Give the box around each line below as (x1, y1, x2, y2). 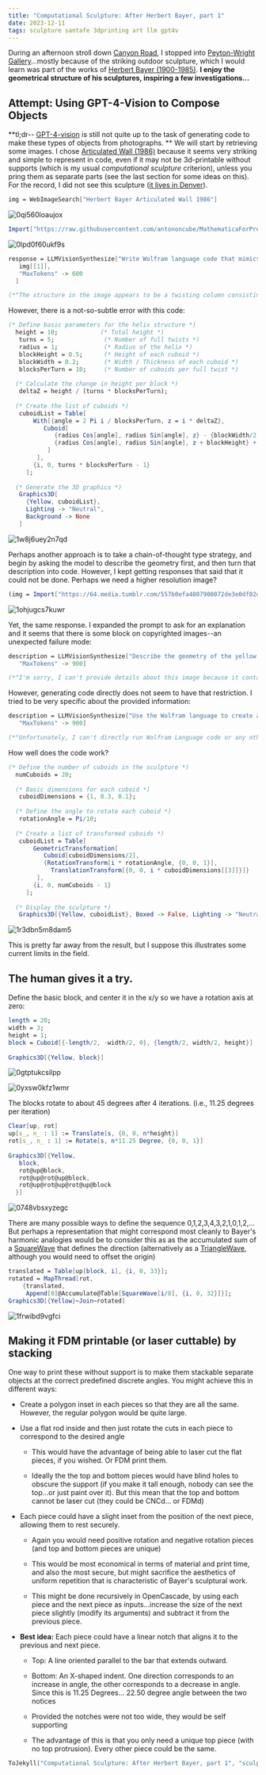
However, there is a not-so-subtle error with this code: (8, 306, 186, 316)
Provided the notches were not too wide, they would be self (31, 1712, 226, 1721)
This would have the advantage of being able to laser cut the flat (31, 1448, 242, 1457)
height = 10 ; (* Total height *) (15, 328, 165, 337)
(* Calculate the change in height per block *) (15, 380, 179, 388)
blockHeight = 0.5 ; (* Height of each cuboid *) (18, 350, 200, 358)
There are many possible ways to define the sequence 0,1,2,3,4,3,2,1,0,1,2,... (8, 1218, 256, 1228)
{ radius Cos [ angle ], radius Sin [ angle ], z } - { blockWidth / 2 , (54, 431, 260, 440)
